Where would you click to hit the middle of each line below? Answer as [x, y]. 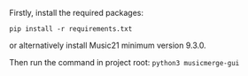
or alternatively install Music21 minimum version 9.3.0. [108, 45]
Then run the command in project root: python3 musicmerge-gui [124, 62]
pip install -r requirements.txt [71, 29]
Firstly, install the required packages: [77, 13]
